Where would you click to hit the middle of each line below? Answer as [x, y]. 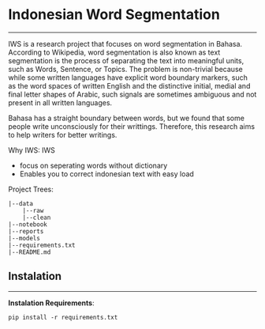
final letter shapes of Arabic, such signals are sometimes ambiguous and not [132, 94]
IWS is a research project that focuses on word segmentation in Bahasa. [125, 43]
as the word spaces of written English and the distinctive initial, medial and [129, 85]
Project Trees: [31, 189]
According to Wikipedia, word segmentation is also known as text [114, 52]
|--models [24, 238]
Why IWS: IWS [32, 150]
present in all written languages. [60, 102]
